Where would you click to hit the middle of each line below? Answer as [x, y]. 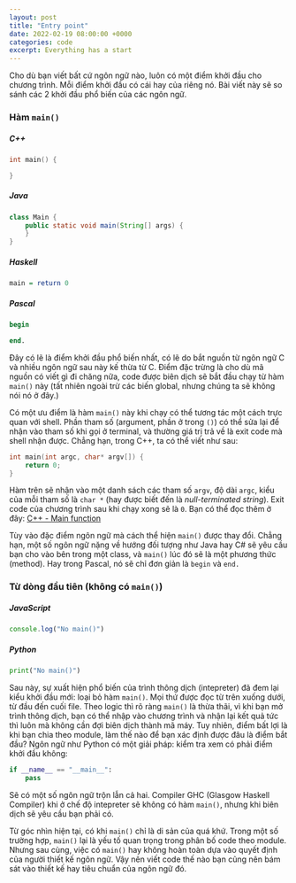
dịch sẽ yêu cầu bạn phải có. [62, 813]
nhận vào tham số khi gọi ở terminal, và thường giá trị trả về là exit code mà [146, 431]
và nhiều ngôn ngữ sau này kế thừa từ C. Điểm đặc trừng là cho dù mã [137, 367]
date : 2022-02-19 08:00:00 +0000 [71, 34]
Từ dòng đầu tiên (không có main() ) [86, 587]
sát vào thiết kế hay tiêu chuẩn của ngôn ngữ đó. [98, 868]
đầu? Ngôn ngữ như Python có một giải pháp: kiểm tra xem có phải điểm [141, 744]
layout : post [33, 17]
